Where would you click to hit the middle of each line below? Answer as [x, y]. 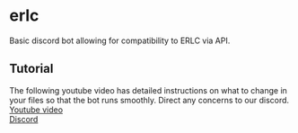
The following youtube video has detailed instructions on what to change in [148, 90]
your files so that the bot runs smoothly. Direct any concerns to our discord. [149, 100]
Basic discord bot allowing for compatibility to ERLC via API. [120, 40]
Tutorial [31, 69]
